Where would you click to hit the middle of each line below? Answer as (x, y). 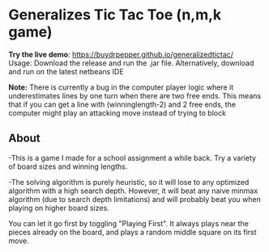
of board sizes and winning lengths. (68, 166)
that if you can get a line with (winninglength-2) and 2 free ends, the (122, 104)
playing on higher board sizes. (59, 208)
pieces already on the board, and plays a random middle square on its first (132, 232)
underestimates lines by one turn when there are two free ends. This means (135, 95)
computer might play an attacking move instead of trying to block (117, 113)
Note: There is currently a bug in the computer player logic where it (121, 87)
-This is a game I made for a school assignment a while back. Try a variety (132, 157)
